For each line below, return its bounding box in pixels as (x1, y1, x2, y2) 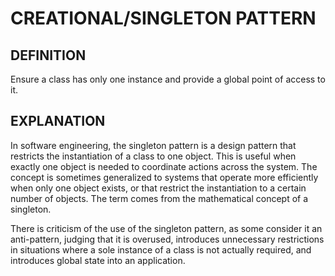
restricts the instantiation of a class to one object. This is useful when (10, 150, 297, 162)
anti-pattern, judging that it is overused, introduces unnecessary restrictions (10, 233, 325, 245)
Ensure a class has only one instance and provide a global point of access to (10, 73, 326, 85)
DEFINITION (10, 47, 87, 64)
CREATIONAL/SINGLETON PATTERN (10, 7, 317, 30)
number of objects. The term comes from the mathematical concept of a (10, 192, 309, 204)
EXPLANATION (10, 113, 106, 130)
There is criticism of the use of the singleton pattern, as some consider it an (10, 222, 323, 234)
